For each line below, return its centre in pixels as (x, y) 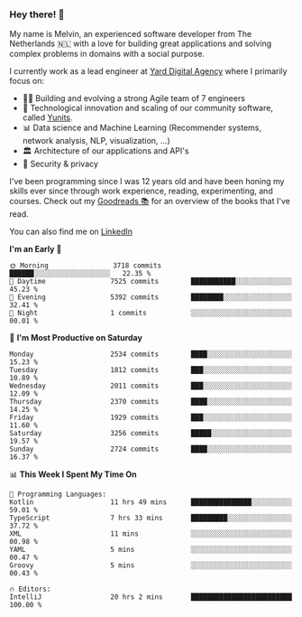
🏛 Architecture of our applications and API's (105, 151)
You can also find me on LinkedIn (71, 232)
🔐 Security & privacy (60, 164)
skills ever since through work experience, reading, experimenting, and (141, 191)
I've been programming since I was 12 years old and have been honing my (147, 182)
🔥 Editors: (30, 589)
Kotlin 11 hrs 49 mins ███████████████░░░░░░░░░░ (151, 502)
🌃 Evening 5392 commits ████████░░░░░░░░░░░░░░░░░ (151, 297)
